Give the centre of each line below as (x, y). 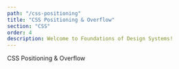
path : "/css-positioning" (44, 13)
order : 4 (20, 32)
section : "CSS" (29, 26)
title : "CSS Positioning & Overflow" (61, 20)
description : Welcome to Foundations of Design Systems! (90, 39)
